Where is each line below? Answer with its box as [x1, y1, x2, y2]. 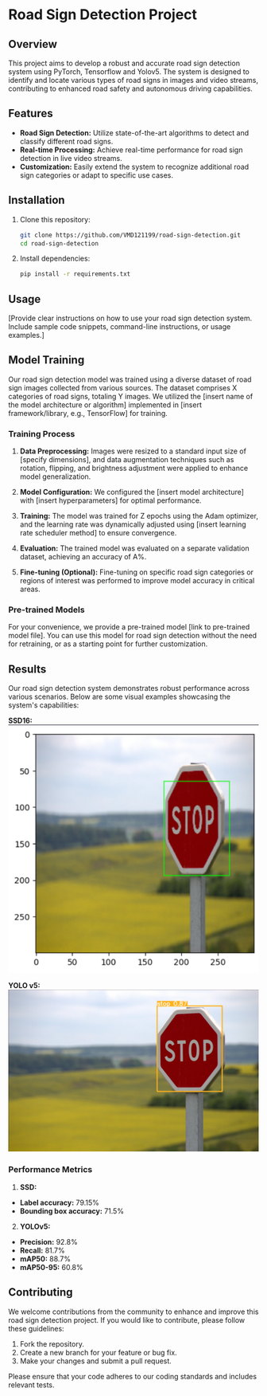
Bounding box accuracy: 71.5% [19, 1206, 125, 1216]
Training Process [8, 428, 75, 439]
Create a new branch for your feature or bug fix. [19, 1347, 177, 1357]
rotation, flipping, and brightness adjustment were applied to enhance [19, 464, 249, 473]
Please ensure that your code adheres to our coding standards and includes [8, 1371, 257, 1381]
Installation [8, 194, 65, 207]
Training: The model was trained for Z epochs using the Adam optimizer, [19, 512, 258, 521]
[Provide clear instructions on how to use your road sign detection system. [8, 313, 253, 324]
